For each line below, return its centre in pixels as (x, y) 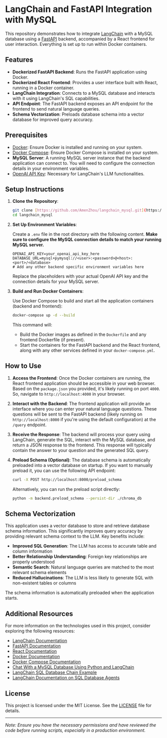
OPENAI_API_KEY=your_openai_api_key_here (56, 254)
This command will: (32, 325)
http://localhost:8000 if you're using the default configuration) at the (84, 419)
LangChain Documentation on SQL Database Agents (66, 678)
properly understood (34, 562)
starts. (12, 598)
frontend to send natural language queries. (56, 109)
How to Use (23, 366)
